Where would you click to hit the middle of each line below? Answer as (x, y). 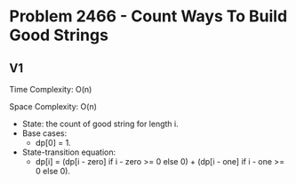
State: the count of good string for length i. (100, 124)
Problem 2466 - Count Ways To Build (148, 16)
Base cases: (44, 133)
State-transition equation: (69, 152)
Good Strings (59, 35)
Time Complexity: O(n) (51, 89)
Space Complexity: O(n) (53, 107)
